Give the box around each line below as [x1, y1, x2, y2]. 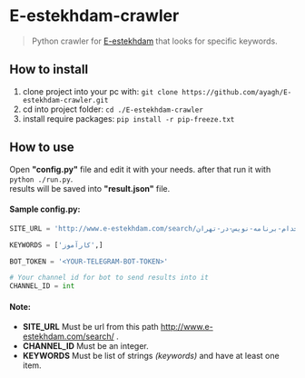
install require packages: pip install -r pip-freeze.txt [22, 113, 235, 124]
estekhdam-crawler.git [22, 95, 109, 104]
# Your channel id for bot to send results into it [9, 274, 209, 283]
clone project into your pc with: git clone [22, 85, 179, 96]
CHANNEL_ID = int [9, 282, 75, 291]
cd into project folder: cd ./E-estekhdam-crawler [22, 104, 204, 114]
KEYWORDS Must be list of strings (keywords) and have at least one [22, 351, 280, 362]
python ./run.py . [9, 174, 74, 184]
